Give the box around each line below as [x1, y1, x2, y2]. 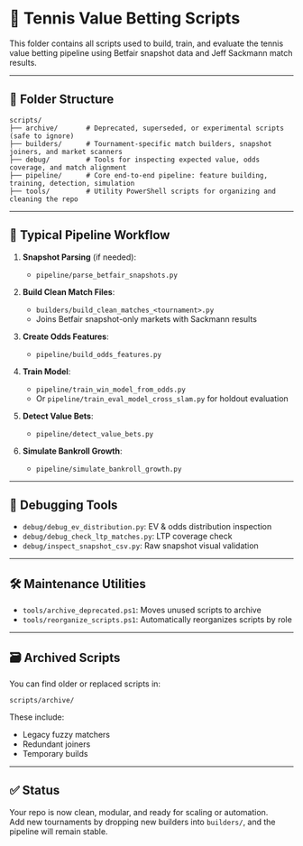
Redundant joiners [22, 739, 91, 749]
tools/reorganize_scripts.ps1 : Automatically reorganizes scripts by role [22, 614, 293, 625]
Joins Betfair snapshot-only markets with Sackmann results [35, 313, 257, 324]
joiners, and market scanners [9, 147, 124, 156]
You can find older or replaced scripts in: [9, 678, 161, 689]
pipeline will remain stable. [9, 825, 108, 837]
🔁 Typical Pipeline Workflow [9, 227, 170, 243]
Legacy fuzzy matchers [22, 730, 111, 740]
